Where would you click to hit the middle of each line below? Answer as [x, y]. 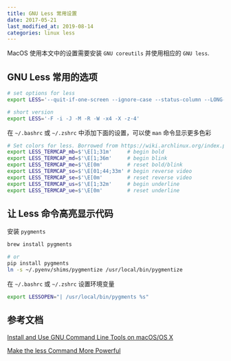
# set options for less [41, 94]
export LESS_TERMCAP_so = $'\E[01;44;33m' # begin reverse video [100, 172]
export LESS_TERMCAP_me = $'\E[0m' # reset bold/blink [95, 165]
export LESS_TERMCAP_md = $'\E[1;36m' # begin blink [87, 158]
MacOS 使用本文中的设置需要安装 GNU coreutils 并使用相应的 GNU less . [108, 53]
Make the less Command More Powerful [64, 350]
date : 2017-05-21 [32, 20]
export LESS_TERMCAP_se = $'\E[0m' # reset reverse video [100, 177]
